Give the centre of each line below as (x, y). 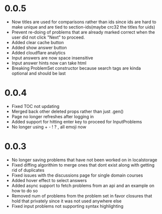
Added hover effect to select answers (49, 180)
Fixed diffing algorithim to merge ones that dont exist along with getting (83, 165)
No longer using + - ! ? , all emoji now (49, 127)
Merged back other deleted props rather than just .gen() (68, 111)
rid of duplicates (28, 170)
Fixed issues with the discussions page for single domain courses (77, 175)
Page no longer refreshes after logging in (53, 116)
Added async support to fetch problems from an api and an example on (83, 185)
